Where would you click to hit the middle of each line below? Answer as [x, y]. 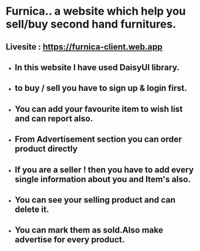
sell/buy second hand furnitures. [91, 24]
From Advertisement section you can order [98, 140]
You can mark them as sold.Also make [89, 230]
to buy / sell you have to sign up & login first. [101, 88]
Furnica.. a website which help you [96, 11]
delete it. [32, 209]
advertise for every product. [69, 240]
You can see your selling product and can [95, 200]
